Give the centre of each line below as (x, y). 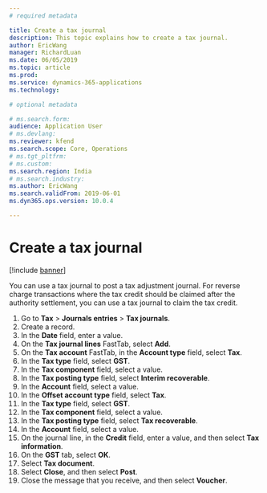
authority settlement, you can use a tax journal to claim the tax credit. (123, 303)
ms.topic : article (40, 68)
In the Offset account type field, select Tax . (93, 395)
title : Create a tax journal (58, 30)
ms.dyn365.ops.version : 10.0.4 (61, 202)
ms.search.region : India (51, 171)
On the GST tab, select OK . (66, 454)
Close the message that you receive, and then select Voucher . (124, 480)
